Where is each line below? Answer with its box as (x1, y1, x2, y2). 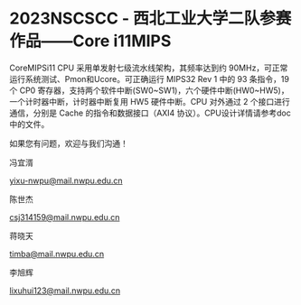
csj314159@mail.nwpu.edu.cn (9, 211, 120, 222)
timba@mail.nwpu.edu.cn (9, 248, 105, 259)
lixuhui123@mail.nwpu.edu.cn (9, 285, 120, 296)
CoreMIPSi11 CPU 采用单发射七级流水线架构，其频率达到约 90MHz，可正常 (9, 62, 288, 73)
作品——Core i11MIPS (9, 31, 172, 51)
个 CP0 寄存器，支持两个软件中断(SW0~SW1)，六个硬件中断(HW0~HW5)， (9, 85, 289, 96)
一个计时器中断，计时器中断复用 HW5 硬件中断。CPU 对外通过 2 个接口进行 (9, 96, 291, 106)
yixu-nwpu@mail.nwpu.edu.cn (9, 175, 124, 186)
